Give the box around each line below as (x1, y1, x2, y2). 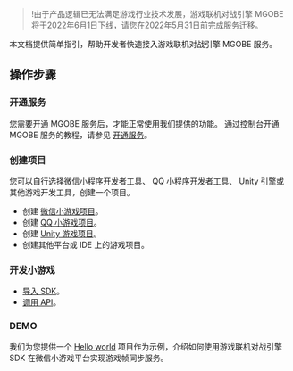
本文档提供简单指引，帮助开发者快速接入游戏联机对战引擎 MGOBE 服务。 (9, 39, 278, 49)
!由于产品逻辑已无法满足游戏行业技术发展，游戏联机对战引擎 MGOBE (30, 9, 284, 19)
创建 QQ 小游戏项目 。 (21, 217, 103, 227)
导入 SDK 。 (21, 285, 65, 297)
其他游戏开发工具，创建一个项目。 (9, 186, 135, 197)
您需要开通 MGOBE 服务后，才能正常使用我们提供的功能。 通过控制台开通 (9, 118, 280, 128)
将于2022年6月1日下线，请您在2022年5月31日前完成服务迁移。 (30, 20, 264, 30)
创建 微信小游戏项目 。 (21, 205, 104, 217)
